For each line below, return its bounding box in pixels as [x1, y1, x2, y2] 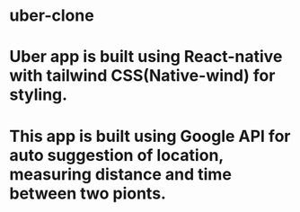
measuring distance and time [9, 163, 232, 184]
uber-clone [9, 5, 94, 26]
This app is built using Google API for [9, 126, 291, 146]
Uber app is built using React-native [9, 47, 283, 67]
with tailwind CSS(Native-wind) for [9, 66, 276, 86]
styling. [9, 84, 68, 105]
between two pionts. [9, 183, 166, 203]
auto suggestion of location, [9, 145, 225, 165]
